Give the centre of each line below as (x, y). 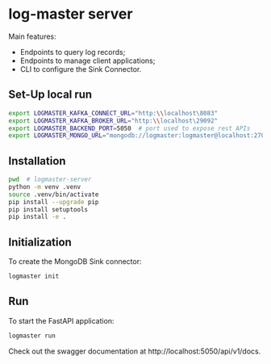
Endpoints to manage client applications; (88, 61)
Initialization (40, 242)
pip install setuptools (48, 209)
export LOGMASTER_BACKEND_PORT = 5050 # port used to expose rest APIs (129, 128)
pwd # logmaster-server (50, 180)
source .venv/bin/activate (54, 195)
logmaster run (32, 336)
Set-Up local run (50, 95)
